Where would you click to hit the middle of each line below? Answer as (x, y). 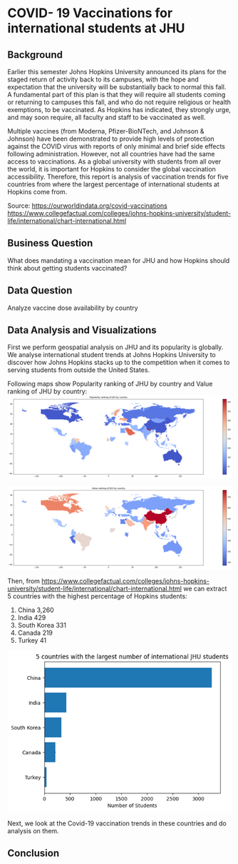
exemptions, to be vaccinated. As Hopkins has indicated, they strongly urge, (119, 110)
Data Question (40, 291)
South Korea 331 (42, 625)
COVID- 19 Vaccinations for (90, 13)
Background (35, 55)
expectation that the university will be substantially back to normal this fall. (117, 87)
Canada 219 (35, 633)
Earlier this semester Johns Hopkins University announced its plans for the (117, 72)
